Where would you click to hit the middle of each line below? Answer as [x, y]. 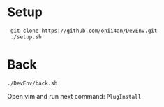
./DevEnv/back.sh [32, 83]
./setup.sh [26, 37]
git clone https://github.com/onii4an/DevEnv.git [84, 31]
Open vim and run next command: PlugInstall [74, 96]
